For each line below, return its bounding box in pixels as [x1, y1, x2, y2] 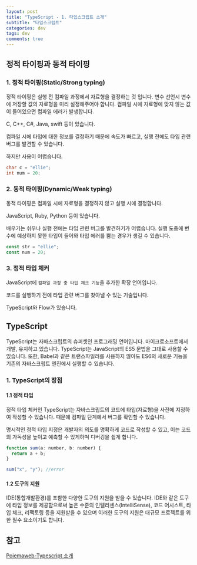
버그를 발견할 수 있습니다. [6, 140, 65, 147]
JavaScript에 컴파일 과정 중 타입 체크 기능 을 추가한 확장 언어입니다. [6, 278, 158, 286]
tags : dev [6, 31, 31, 37]
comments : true [6, 36, 44, 42]
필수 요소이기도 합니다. [12, 517, 65, 524]
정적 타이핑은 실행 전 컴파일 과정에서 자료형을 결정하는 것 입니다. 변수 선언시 [6, 93, 181, 100]
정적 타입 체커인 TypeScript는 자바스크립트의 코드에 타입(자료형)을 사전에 [6, 406, 175, 413]
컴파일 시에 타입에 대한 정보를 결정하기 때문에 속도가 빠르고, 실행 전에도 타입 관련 [6, 133, 191, 140]
